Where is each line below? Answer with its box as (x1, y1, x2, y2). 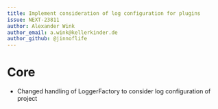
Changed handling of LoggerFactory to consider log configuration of (16, 87, 211, 95)
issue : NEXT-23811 (7, 16, 60, 23)
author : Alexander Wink (7, 22, 75, 29)
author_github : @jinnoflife (7, 35, 88, 42)
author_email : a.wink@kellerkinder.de (7, 29, 118, 36)
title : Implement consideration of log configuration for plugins (7, 10, 201, 17)
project (16, 95, 38, 103)
